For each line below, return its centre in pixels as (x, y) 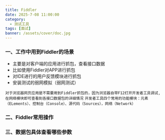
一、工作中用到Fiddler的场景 (40, 52)
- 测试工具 (20, 24)
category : (16, 19)
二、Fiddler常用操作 (29, 117)
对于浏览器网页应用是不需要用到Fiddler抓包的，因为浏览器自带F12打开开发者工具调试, (83, 93)
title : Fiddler (21, 10)
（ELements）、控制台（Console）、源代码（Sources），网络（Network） (70, 104)
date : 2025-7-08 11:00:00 (32, 15)
